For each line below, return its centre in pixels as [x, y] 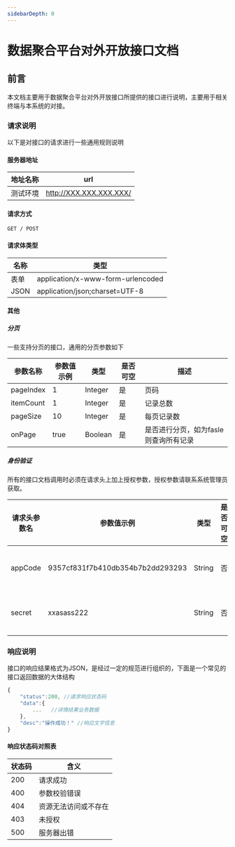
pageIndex [28, 390]
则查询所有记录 [169, 441]
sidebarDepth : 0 [31, 14]
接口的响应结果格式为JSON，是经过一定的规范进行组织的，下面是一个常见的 [117, 668]
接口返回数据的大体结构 [41, 677]
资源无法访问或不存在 [74, 806]
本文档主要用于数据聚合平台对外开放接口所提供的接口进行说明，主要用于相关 [117, 97]
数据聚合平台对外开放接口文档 [93, 51]
